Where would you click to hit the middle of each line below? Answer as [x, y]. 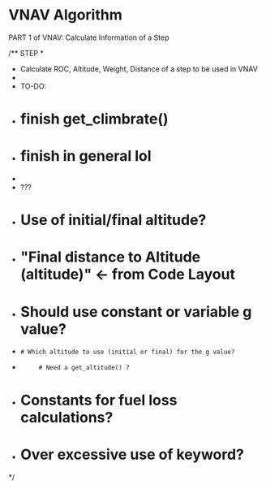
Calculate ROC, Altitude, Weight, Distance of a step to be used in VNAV [139, 69]
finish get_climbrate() [94, 119]
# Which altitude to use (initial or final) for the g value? [127, 352]
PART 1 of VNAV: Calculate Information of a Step [89, 37]
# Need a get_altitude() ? [84, 368]
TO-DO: [33, 86]
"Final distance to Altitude [110, 257]
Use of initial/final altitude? [113, 220]
